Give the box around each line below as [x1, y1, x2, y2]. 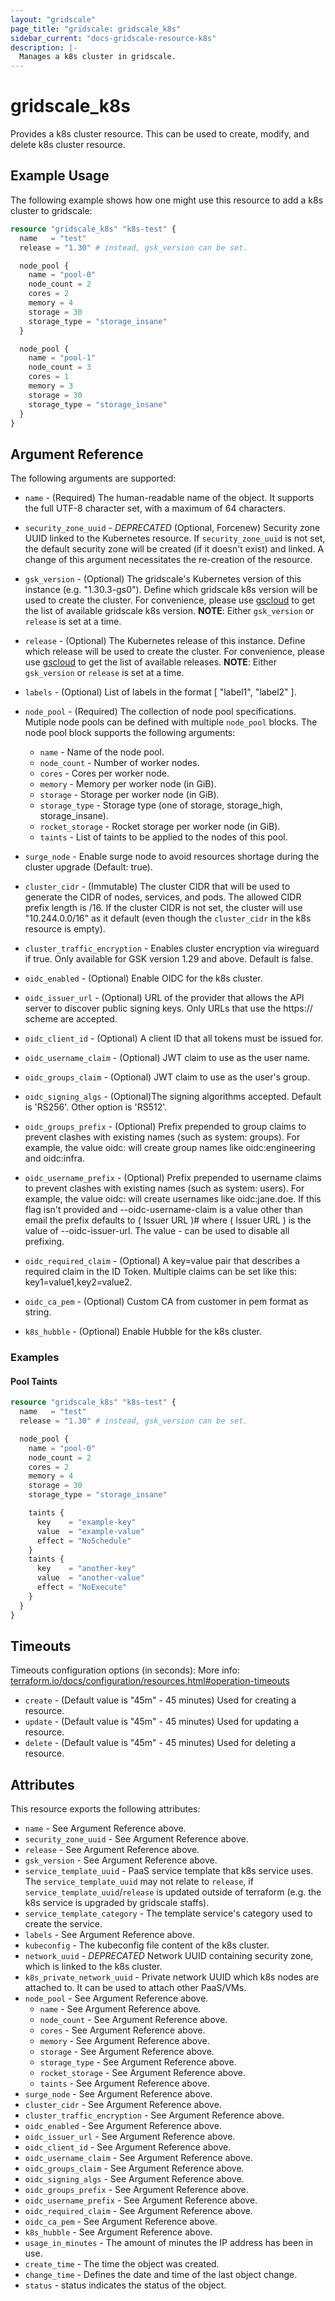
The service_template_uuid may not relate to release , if [24, 1876, 254, 1888]
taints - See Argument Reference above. [39, 2077, 210, 2090]
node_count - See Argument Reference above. [39, 2014, 228, 2026]
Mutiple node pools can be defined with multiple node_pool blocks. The [24, 716, 318, 728]
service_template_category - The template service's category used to [24, 1907, 313, 1920]
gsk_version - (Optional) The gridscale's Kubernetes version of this [24, 573, 302, 585]
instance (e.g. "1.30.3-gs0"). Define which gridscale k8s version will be [24, 584, 318, 596]
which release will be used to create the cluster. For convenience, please [24, 646, 325, 658]
